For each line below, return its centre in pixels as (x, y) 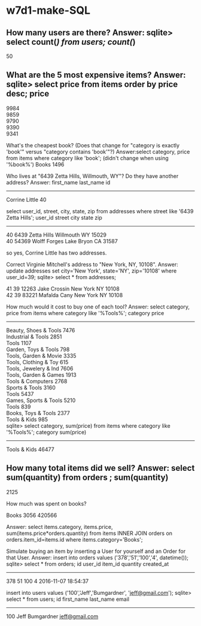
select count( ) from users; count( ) (71, 42)
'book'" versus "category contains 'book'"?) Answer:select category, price (98, 152)
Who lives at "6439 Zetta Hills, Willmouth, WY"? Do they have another (92, 176)
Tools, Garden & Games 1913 (41, 374)
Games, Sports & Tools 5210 (41, 400)
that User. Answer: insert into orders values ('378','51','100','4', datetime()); (97, 557)
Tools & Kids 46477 (31, 449)
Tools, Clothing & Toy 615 (37, 362)
